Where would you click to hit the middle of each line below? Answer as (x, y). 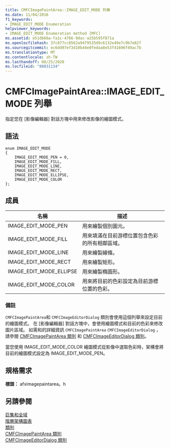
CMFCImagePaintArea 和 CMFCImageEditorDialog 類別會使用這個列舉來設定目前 (84, 317)
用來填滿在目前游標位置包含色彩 (120, 235)
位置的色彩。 (97, 288)
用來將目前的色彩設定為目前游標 (120, 281)
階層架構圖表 (18, 421)
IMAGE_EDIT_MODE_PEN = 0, (42, 157)
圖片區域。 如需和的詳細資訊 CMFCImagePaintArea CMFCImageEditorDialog (80, 329)
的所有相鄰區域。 (102, 243)
